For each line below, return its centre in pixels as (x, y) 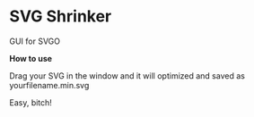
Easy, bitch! (31, 102)
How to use (31, 58)
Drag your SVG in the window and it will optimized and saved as (127, 75)
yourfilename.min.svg (49, 85)
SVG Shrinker (61, 17)
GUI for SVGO (35, 41)
